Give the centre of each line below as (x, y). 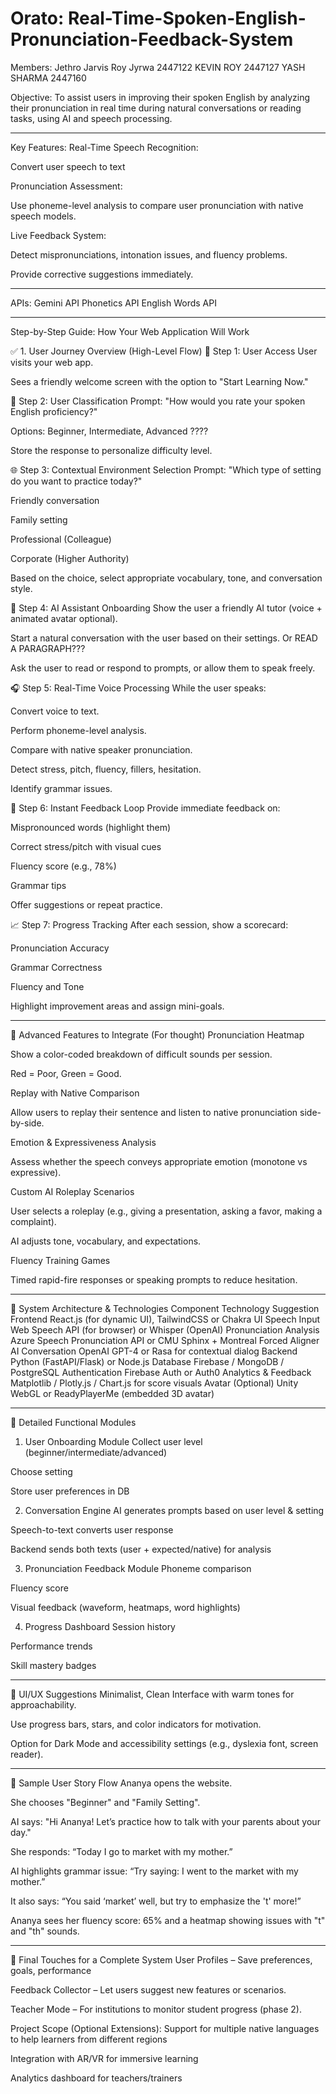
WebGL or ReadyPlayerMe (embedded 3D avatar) (112, 1393)
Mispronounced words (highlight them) (91, 827)
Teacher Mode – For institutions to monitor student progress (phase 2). (156, 2009)
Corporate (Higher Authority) (70, 558)
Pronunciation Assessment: (66, 186)
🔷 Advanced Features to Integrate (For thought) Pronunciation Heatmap (157, 1034)
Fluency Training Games (60, 1260)
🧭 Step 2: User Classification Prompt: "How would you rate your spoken (158, 401)
